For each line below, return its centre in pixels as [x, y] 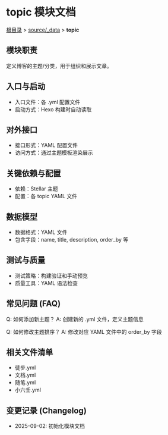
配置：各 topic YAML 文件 [46, 196]
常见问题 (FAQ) [34, 304]
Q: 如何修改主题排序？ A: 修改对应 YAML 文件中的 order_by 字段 [84, 331]
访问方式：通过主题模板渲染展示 [54, 153]
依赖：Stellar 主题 [36, 189]
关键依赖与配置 [34, 173]
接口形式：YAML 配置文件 [46, 145]
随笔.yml [25, 383]
